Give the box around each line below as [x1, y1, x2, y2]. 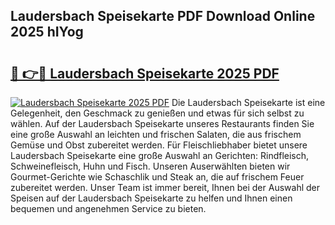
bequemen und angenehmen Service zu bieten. [10, 203, 207, 214]
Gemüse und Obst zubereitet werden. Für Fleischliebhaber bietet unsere [10, 139, 308, 151]
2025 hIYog [10, 24, 84, 41]
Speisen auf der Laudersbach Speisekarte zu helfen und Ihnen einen [10, 192, 293, 204]
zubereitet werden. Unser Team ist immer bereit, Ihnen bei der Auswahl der [10, 182, 320, 193]
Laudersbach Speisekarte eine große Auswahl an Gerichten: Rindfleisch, [10, 150, 310, 161]
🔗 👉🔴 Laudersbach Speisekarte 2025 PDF [10, 65, 280, 82]
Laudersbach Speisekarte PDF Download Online [10, 8, 316, 25]
